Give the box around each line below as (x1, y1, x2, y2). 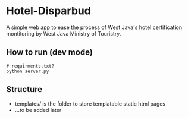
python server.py (6, 68, 49, 74)
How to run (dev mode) (6, 47, 93, 58)
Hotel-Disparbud (6, 4, 91, 18)
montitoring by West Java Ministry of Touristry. (6, 30, 121, 37)
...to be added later (14, 106, 62, 113)
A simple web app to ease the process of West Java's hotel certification (6, 24, 183, 31)
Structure (6, 84, 43, 94)
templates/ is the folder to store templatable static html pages (14, 100, 166, 107)
